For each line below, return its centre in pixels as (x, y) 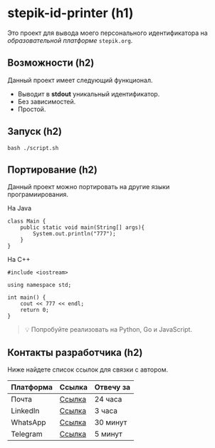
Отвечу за (112, 387)
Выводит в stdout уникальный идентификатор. (89, 93)
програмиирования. (38, 195)
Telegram (27, 434)
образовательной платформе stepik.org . (70, 40)
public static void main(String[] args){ (82, 228)
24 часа (108, 399)
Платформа (32, 387)
